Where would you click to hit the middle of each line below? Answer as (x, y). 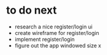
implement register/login (45, 39)
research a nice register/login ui (54, 27)
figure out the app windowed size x (58, 46)
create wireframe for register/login (57, 33)
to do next (32, 10)
